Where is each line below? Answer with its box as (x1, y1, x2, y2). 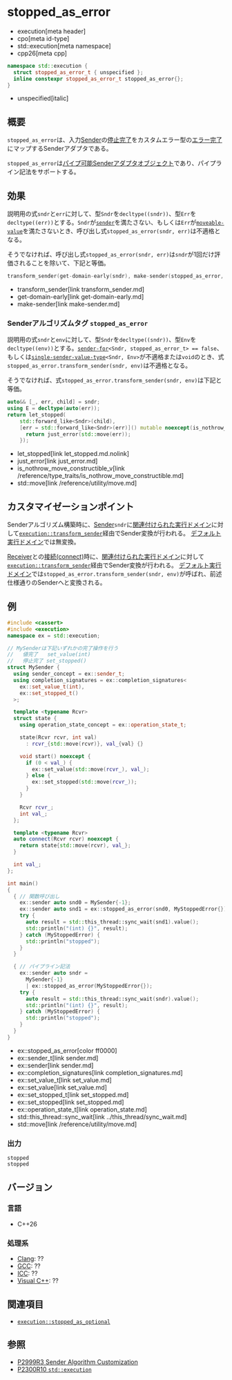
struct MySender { (7, 664, 60, 671)
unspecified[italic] (17, 94, 69, 102)
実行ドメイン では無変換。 (7, 537, 80, 546)
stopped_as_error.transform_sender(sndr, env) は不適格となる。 (7, 361, 192, 370)
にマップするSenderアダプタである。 (7, 145, 113, 153)
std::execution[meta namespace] (17, 42, 112, 50)
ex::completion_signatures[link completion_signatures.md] (17, 1068, 183, 1076)
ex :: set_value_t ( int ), (19, 683, 85, 690)
